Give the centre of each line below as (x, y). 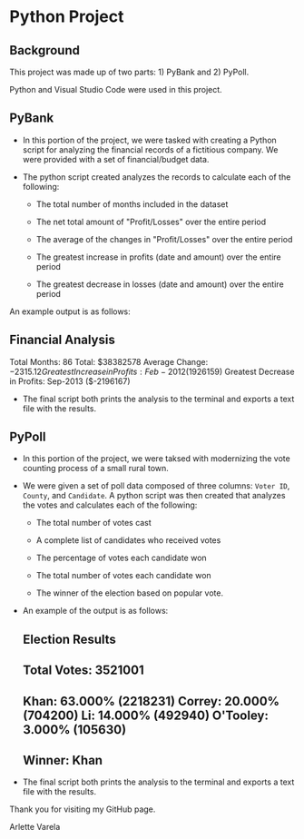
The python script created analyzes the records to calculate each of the (157, 177)
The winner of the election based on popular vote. (130, 593)
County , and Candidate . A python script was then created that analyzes (154, 496)
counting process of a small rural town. (96, 469)
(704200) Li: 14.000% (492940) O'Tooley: (146, 715)
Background (44, 50)
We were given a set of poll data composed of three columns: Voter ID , (156, 486)
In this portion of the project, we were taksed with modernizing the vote (156, 459)
